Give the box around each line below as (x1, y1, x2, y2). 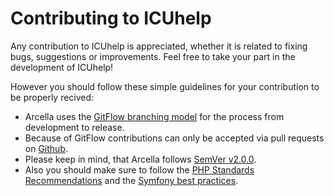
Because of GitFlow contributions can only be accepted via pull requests (24, 132, 325, 144)
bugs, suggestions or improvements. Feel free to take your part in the (10, 50, 296, 62)
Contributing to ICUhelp (10, 7, 212, 30)
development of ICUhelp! (10, 61, 114, 73)
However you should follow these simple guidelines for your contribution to (10, 80, 320, 92)
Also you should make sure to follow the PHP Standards (24, 163, 255, 176)
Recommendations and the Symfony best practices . (24, 174, 239, 186)
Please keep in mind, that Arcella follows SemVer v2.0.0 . (24, 153, 257, 165)
